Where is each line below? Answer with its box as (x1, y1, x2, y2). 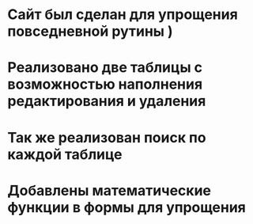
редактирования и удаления (7, 93, 206, 110)
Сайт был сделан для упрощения (7, 6, 238, 24)
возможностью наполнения (7, 75, 203, 93)
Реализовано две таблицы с (7, 59, 203, 77)
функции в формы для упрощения (7, 198, 247, 216)
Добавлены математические (7, 181, 211, 199)
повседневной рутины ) (7, 22, 173, 40)
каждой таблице (7, 145, 123, 163)
